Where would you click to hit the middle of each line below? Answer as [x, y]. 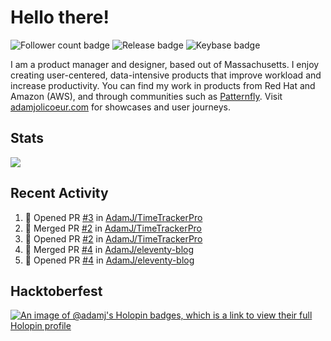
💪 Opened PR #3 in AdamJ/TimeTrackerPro [113, 217]
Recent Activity [59, 193]
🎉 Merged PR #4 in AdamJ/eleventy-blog [109, 249]
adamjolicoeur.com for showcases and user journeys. [120, 107]
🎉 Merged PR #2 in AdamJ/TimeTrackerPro [113, 228]
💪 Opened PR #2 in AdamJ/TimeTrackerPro [113, 238]
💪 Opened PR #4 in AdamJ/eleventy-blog [109, 260]
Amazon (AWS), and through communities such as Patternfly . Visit [146, 96]
